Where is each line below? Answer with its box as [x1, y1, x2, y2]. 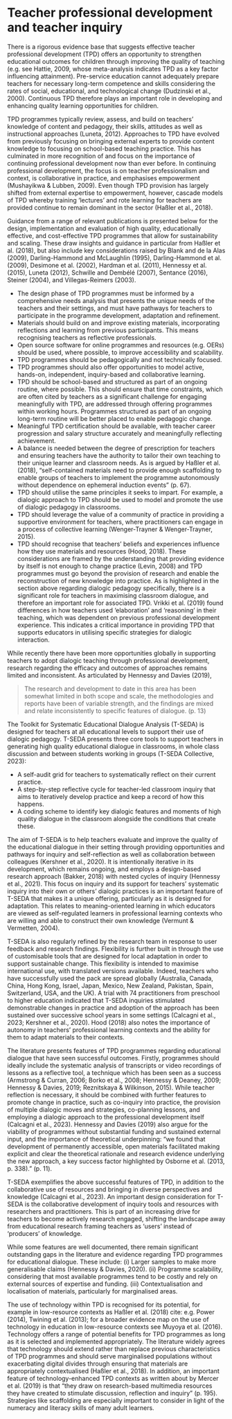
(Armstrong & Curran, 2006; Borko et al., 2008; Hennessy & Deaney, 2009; [7, 1076, 222, 1084]
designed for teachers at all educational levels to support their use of [7, 727, 204, 736]
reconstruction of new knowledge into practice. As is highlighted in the [17, 576, 220, 585]
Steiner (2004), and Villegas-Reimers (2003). [7, 275, 136, 284]
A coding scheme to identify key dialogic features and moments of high [17, 807, 222, 816]
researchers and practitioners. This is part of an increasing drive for [7, 1207, 201, 1215]
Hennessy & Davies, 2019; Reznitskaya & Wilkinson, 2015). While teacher [7, 1083, 215, 1092]
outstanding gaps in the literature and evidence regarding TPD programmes [7, 1250, 223, 1258]
